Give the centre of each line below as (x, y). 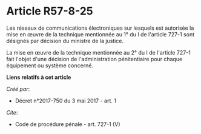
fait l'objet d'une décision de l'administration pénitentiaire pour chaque (94, 59)
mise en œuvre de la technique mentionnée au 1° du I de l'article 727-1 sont (100, 34)
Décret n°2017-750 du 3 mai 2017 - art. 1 (66, 101)
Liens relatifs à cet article (39, 77)
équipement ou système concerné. (50, 65)
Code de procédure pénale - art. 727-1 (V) (68, 124)
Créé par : (18, 89)
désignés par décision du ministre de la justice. (65, 41)
